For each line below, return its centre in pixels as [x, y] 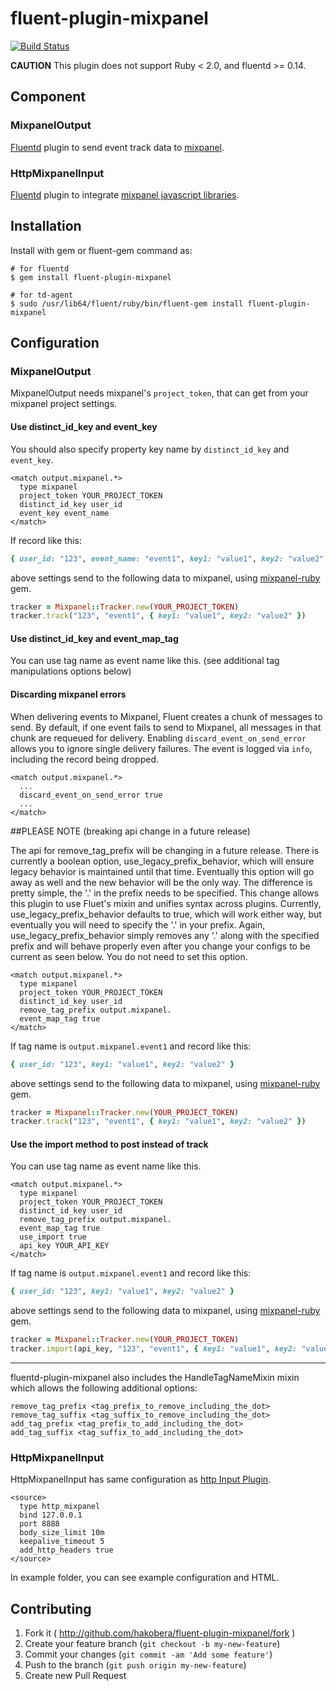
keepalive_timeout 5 [62, 1542]
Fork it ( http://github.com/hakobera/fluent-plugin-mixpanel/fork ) [160, 1633]
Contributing [51, 1608]
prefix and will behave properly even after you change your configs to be [160, 946]
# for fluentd [40, 268]
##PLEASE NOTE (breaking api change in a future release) [130, 831]
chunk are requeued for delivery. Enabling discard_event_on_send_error [158, 738]
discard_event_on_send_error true [91, 795]
